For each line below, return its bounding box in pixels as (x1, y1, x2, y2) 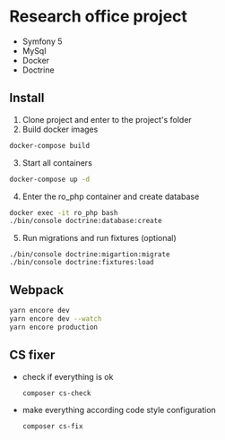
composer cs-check (22, 388, 91, 398)
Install (9, 91, 45, 106)
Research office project (9, 6, 188, 27)
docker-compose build (9, 141, 91, 150)
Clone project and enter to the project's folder (22, 114, 193, 125)
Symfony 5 (22, 36, 63, 47)
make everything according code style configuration (22, 405, 217, 416)
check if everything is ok (22, 371, 114, 382)
